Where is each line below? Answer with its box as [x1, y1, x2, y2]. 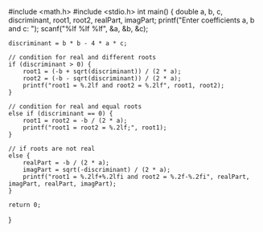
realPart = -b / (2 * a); [23, 159, 110, 167]
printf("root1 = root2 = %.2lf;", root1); [23, 124, 167, 132]
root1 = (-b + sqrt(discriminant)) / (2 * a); [23, 67, 182, 75]
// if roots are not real [8, 144, 95, 153]
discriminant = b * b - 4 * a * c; [8, 39, 128, 47]
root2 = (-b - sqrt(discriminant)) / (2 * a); [23, 75, 182, 83]
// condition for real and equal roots [8, 103, 142, 111]
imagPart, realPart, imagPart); [8, 180, 117, 188]
